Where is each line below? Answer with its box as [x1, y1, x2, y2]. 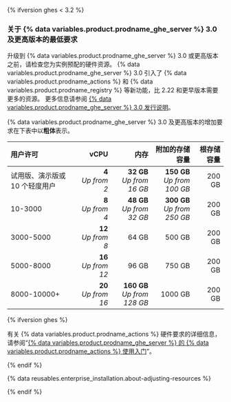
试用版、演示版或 [10, 171, 67, 181]
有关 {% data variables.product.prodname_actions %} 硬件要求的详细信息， [7, 330, 221, 339]
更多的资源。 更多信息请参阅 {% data [7, 94, 112, 103]
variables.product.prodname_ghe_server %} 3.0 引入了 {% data [7, 69, 187, 77]
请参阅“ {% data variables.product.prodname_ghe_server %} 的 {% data [7, 339, 210, 347]
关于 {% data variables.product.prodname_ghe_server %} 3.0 [7, 24, 218, 34]
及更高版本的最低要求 [7, 34, 78, 44]
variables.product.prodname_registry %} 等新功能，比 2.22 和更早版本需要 [7, 86, 219, 94]
